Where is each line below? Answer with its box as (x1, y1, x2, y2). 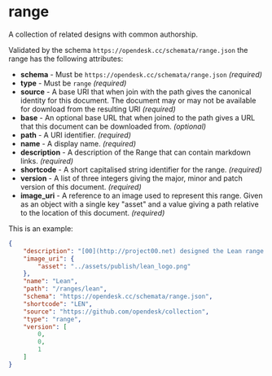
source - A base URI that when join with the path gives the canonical (20, 86, 252, 96)
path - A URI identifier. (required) (20, 129, 132, 140)
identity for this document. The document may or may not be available (20, 95, 257, 105)
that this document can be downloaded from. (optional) (20, 121, 206, 131)
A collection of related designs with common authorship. (8, 29, 198, 39)
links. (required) (20, 155, 74, 165)
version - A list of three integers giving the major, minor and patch (20, 173, 243, 183)
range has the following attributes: (8, 54, 124, 63)
